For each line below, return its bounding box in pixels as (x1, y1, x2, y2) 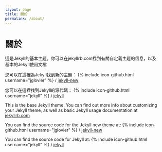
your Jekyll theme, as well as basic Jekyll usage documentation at (5, 107, 138, 113)
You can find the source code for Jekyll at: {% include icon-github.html (5, 136, 147, 142)
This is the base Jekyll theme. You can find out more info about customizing (5, 102, 157, 108)
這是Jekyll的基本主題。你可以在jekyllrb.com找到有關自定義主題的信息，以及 (5, 55, 157, 61)
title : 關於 (5, 12, 28, 17)
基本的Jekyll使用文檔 (5, 62, 47, 68)
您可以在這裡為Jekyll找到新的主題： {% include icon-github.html (5, 72, 134, 78)
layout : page (5, 7, 32, 12)
